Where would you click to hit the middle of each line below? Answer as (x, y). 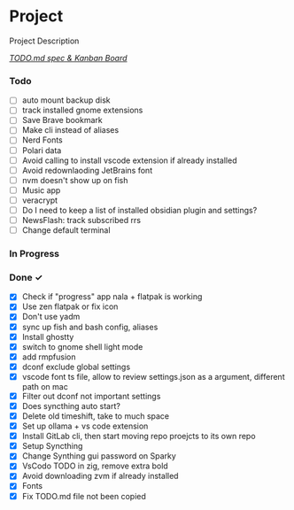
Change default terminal (66, 230)
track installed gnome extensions (82, 110)
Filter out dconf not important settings (91, 396)
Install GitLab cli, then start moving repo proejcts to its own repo (139, 437)
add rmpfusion (49, 357)
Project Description (44, 41)
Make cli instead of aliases (70, 130)
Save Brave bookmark (62, 120)
